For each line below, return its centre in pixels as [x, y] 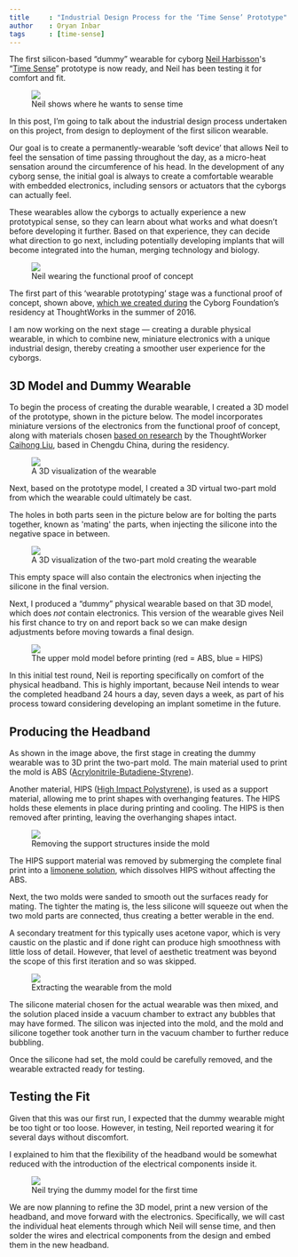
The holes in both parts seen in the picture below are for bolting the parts [143, 515]
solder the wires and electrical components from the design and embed [140, 1235]
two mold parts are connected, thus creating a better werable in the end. [142, 915]
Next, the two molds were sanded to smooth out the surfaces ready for [139, 897]
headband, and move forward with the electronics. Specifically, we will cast [147, 1216]
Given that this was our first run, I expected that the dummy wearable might [147, 1118]
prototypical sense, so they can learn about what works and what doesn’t [143, 222]
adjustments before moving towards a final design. [102, 632]
